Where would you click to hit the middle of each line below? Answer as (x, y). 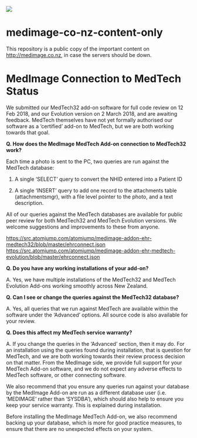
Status (23, 91)
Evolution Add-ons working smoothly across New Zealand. (77, 286)
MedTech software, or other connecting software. (66, 375)
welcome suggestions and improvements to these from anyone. (83, 227)
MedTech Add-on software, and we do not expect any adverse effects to (94, 369)
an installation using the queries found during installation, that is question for (98, 350)
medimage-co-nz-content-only (84, 33)
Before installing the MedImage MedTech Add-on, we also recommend (92, 416)
